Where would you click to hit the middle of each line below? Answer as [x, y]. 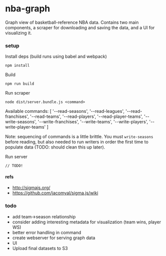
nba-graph [28, 9]
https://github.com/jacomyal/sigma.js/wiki [55, 193]
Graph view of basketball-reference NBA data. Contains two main [72, 22]
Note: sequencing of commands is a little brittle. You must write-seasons [79, 137]
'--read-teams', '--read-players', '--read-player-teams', [86, 116]
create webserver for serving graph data [54, 238]
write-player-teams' [26, 127]
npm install [17, 66]
